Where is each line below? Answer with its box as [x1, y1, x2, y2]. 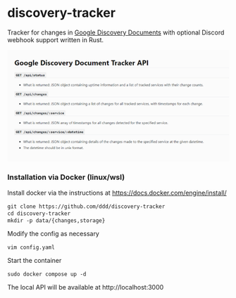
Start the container [7, 256, 62, 264]
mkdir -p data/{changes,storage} [7, 216, 106, 224]
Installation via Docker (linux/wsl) [7, 172, 125, 182]
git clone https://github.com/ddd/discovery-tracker [7, 202, 166, 210]
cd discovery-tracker [7, 209, 71, 217]
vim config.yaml [7, 244, 55, 251]
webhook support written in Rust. [7, 35, 104, 44]
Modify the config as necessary [7, 229, 100, 238]
